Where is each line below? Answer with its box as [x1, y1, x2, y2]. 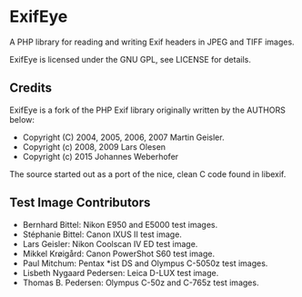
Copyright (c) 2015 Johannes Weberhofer [22, 151, 179, 162]
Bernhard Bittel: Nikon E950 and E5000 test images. [22, 219, 218, 230]
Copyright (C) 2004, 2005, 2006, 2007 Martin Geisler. [22, 132, 225, 143]
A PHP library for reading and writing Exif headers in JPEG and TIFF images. [9, 36, 295, 47]
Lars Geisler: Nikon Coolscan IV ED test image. [22, 238, 198, 249]
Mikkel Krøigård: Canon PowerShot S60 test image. [22, 248, 216, 259]
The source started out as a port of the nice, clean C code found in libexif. [9, 168, 287, 179]
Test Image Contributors [9, 195, 151, 211]
